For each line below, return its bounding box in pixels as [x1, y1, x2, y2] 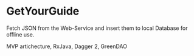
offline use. [6, 30, 35, 38]
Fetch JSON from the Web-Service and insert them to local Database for [6, 24, 188, 32]
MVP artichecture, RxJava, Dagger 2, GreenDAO [6, 43, 128, 50]
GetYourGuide [6, 4, 80, 18]
